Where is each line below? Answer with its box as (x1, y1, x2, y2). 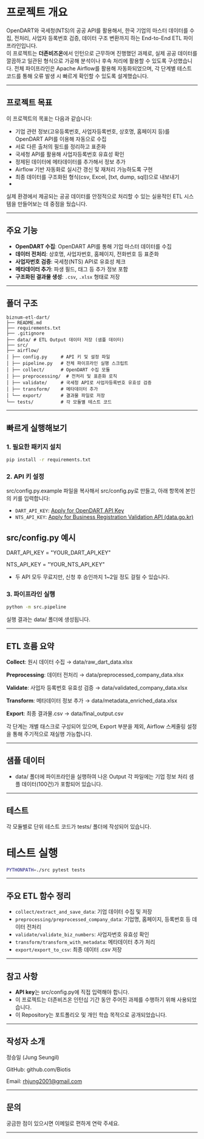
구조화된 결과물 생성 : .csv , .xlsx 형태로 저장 (15, 273, 120, 280)
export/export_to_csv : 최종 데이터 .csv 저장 (15, 946, 123, 953)
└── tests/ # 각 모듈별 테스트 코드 (6, 399, 112, 406)
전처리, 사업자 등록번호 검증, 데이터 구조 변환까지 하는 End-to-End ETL (14, 34, 182, 41)
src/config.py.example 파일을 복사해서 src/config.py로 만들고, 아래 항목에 (6, 487, 184, 495)
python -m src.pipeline (6, 604, 67, 610)
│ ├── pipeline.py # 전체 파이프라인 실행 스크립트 (6, 361, 129, 367)
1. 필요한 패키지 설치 (6, 443, 62, 451)
